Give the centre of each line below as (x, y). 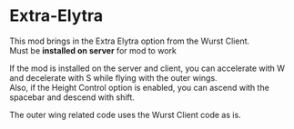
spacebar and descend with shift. (72, 97)
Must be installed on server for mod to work (93, 50)
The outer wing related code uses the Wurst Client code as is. (125, 114)
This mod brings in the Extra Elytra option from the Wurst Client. (130, 41)
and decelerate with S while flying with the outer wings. (113, 77)
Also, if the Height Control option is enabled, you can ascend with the (140, 87)
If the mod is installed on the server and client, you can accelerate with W (147, 68)
